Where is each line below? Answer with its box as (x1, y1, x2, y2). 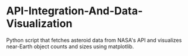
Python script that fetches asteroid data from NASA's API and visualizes (6, 36, 182, 43)
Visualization (6, 17, 73, 30)
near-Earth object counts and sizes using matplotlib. (6, 43, 134, 50)
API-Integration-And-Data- (6, 4, 143, 18)
